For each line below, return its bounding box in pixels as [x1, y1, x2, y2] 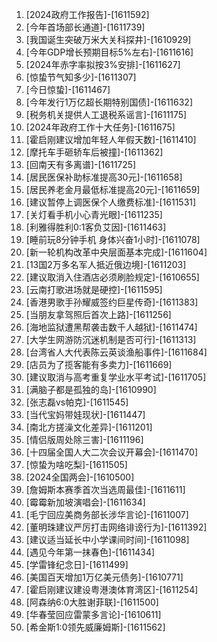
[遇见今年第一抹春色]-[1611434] [25, 546, 156, 558]
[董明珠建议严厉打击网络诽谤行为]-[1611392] [25, 521, 208, 533]
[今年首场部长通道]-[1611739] [25, 21, 146, 33]
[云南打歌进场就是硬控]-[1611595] [25, 284, 163, 295]
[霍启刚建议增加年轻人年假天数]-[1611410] [25, 134, 197, 145]
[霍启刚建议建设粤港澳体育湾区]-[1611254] [25, 584, 199, 595]
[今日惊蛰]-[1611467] [25, 84, 111, 95]
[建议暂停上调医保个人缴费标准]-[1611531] [25, 196, 197, 208]
